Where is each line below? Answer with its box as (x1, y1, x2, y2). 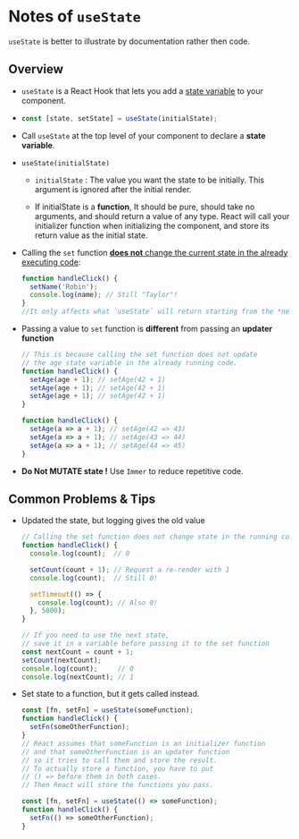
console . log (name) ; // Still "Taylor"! (29, 291, 179, 300)
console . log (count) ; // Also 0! (37, 597, 158, 607)
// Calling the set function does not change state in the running (21, 532, 278, 542)
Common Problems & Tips (8, 491, 156, 506)
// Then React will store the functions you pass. (21, 781, 214, 790)
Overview (8, 62, 64, 77)
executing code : (21, 257, 81, 267)
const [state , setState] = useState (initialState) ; (21, 114, 218, 123)
